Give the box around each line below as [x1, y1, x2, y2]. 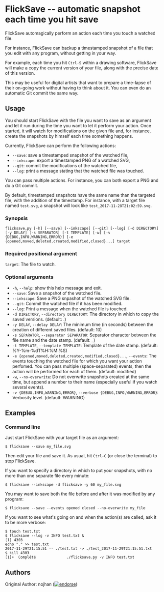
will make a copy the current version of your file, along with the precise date [5, 65, 159, 71]
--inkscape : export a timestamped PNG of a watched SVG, [12, 157, 130, 163]
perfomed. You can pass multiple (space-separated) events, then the [12, 363, 152, 369]
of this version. [5, 70, 35, 76]
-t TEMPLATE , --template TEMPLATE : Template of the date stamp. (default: [12, 342, 158, 348]
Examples [5, 409, 36, 417]
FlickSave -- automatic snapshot [5, 3, 141, 15]
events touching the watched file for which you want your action [12, 358, 142, 364]
